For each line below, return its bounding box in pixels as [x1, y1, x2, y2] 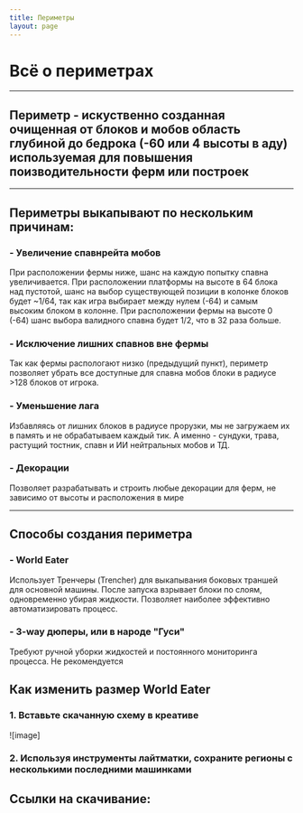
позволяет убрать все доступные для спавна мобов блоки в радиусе [9, 368, 277, 378]
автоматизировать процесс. [9, 603, 119, 614]
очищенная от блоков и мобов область [9, 121, 241, 136]
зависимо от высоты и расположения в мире [9, 491, 185, 502]
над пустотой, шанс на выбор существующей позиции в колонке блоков [9, 285, 289, 296]
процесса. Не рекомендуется [9, 656, 124, 667]
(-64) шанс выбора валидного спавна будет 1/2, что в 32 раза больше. [9, 314, 281, 325]
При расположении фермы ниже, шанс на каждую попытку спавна [9, 266, 269, 277]
